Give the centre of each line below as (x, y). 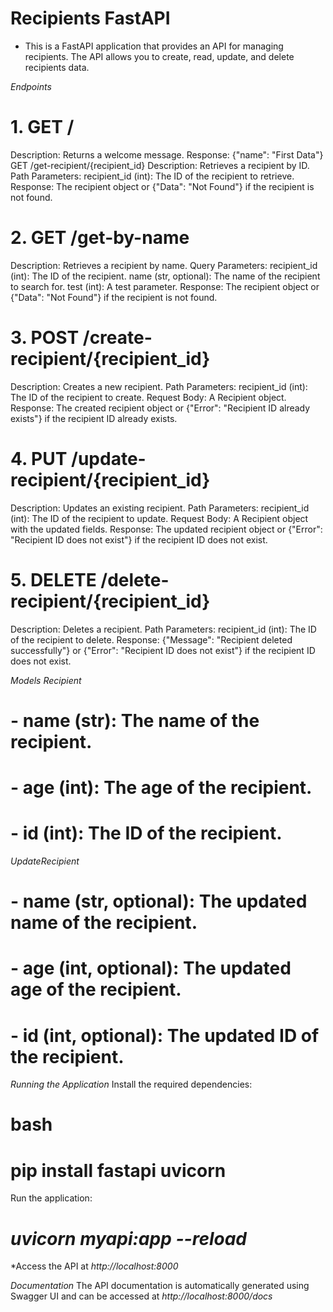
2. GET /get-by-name (100, 238)
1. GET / (42, 127)
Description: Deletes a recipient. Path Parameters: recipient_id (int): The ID (163, 629)
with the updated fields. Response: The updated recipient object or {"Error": (166, 529)
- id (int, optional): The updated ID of (165, 1035)
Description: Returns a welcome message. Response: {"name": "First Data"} (167, 154)
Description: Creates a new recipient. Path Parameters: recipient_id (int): (159, 386)
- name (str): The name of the (135, 720)
